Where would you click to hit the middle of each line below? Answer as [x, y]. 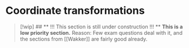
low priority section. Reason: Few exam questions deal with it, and [101, 32]
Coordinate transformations [75, 11]
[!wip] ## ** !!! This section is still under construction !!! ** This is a [101, 27]
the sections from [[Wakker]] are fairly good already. [84, 39]
